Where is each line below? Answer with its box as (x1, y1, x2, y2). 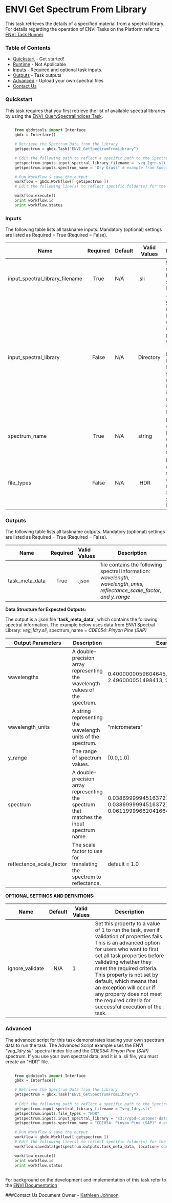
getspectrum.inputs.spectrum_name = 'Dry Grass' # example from (14, 165, 155, 170)
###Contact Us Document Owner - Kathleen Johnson (5, 1192, 119, 1198)
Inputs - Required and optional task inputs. (12, 67, 103, 73)
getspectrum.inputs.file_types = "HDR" (14, 1111, 100, 1116)
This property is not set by (95, 972, 159, 979)
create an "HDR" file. (5, 1059, 50, 1065)
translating (72, 860, 98, 868)
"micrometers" (107, 724, 143, 731)
